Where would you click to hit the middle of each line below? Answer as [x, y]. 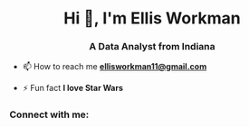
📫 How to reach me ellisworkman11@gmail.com [115, 67]
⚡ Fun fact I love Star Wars [73, 88]
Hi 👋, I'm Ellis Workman [152, 18]
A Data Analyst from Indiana [152, 47]
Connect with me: [49, 114]
